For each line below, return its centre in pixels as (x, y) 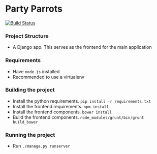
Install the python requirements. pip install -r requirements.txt (82, 101)
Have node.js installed (36, 71)
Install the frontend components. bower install (62, 112)
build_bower (25, 122)
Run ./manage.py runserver (41, 146)
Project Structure (27, 36)
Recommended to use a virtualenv (49, 77)
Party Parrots (34, 9)
